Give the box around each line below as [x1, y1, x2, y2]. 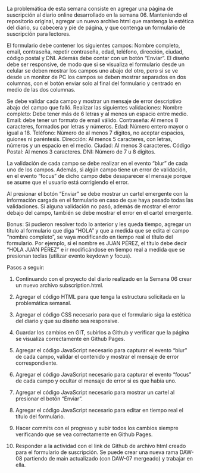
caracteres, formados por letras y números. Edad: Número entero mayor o [7, 123, 189, 130]
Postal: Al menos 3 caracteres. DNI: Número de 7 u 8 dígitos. [7, 148, 156, 155]
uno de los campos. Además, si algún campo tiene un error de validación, [7, 166, 187, 173]
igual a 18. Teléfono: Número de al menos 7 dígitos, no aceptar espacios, [7, 129, 185, 136]
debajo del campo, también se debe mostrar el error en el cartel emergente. [7, 209, 193, 216]
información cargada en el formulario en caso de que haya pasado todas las [7, 196, 193, 203]
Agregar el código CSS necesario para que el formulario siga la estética [15, 311, 191, 318]
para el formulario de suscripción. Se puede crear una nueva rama [15, 449, 179, 456]
